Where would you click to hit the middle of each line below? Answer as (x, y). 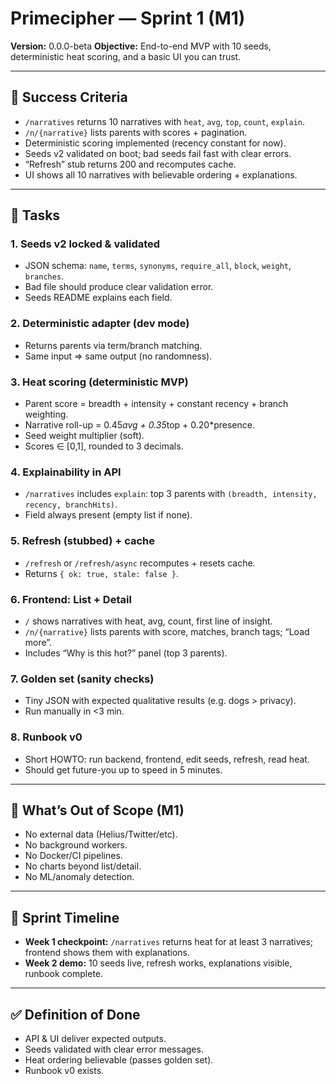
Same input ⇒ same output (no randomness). (118, 356)
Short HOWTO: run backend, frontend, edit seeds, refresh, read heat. (167, 759)
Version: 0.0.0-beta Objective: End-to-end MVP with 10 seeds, (141, 46)
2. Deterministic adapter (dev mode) (100, 324)
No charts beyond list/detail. (83, 866)
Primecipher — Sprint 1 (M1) (128, 18)
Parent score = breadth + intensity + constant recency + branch (156, 404)
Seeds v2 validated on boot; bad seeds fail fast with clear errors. (158, 153)
